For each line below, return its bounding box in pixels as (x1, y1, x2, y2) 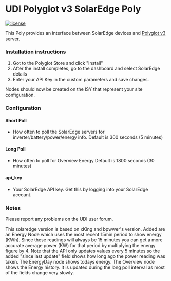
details (12, 71, 27, 77)
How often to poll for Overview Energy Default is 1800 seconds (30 (12, 157, 155, 163)
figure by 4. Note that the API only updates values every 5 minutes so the (5, 248, 160, 254)
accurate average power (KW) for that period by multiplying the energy (5, 242, 156, 249)
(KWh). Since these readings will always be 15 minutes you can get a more (5, 237, 163, 243)
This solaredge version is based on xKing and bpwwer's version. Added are (5, 226, 165, 232)
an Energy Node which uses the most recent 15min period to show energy (5, 232, 162, 238)
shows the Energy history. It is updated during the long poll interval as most (5, 264, 165, 270)
